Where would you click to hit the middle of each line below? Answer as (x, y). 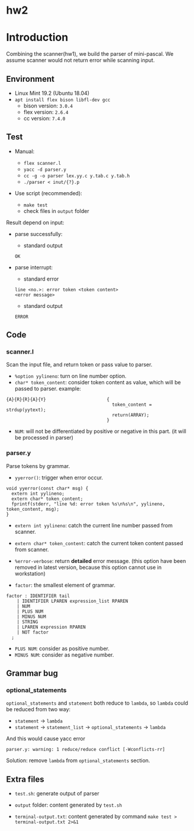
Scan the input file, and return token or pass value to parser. (79, 365)
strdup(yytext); (26, 410)
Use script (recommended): (48, 193)
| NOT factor (33, 632)
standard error (41, 279)
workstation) (30, 574)
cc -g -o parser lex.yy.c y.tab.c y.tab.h (77, 176)
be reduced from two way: (38, 709)
